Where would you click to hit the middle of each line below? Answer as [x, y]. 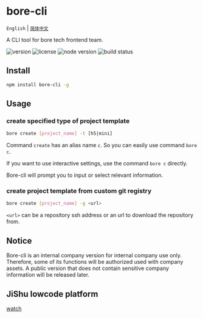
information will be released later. [48, 275]
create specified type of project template [68, 121]
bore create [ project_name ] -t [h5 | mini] [60, 134]
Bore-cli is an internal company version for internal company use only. [94, 255]
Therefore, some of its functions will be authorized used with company [95, 262]
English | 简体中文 [27, 28]
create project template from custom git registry [79, 191]
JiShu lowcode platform [52, 294]
